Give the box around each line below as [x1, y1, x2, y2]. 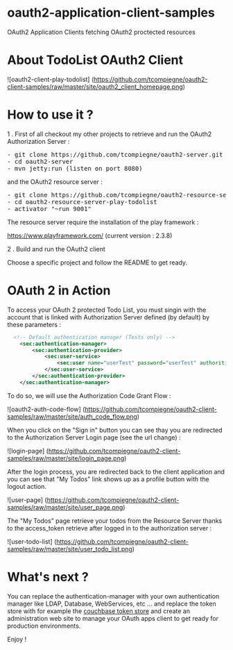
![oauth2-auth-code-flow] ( [7, 405, 85, 413]
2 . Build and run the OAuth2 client [7, 244, 105, 253]
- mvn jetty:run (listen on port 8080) [7, 165, 143, 172]
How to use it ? [7, 107, 94, 123]
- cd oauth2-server [7, 158, 74, 165]
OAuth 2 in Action [7, 283, 111, 298]
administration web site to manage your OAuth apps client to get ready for [7, 614, 218, 622]
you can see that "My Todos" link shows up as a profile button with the [7, 474, 209, 483]
